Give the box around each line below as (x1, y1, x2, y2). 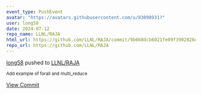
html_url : (6, 37, 31, 43)
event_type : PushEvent (6, 8, 63, 15)
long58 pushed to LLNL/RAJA (6, 58, 80, 66)
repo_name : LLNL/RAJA (6, 31, 61, 37)
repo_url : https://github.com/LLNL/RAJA (6, 43, 109, 49)
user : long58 (6, 20, 39, 26)
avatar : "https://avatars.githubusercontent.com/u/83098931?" (6, 14, 165, 20)
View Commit (6, 81, 40, 88)
